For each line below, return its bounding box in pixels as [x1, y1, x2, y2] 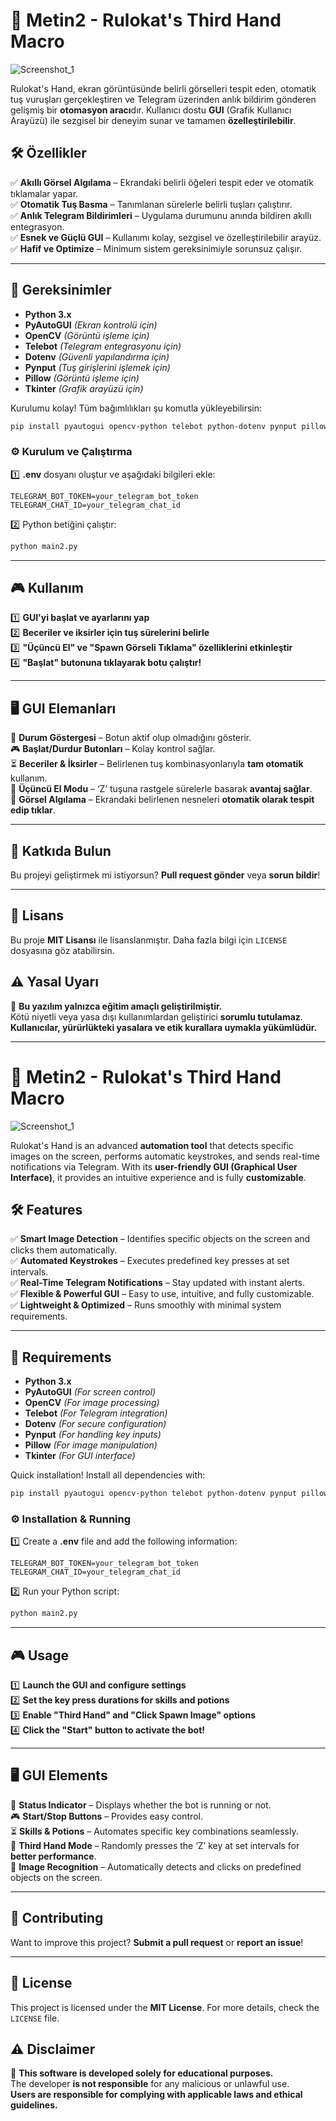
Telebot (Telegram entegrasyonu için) [24, 340, 182, 352]
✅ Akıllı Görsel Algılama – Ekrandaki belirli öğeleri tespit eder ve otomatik [10, 176, 314, 188]
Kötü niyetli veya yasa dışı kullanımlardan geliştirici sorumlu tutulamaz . [10, 1010, 303, 1023]
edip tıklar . [10, 804, 56, 816]
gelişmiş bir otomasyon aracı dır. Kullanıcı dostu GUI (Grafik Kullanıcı [10, 104, 292, 116]
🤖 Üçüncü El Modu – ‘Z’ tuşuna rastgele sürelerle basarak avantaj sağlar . [10, 783, 313, 795]
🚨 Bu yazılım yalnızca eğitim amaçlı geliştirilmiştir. [10, 1000, 223, 1012]
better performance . [10, 1850, 97, 1862]
